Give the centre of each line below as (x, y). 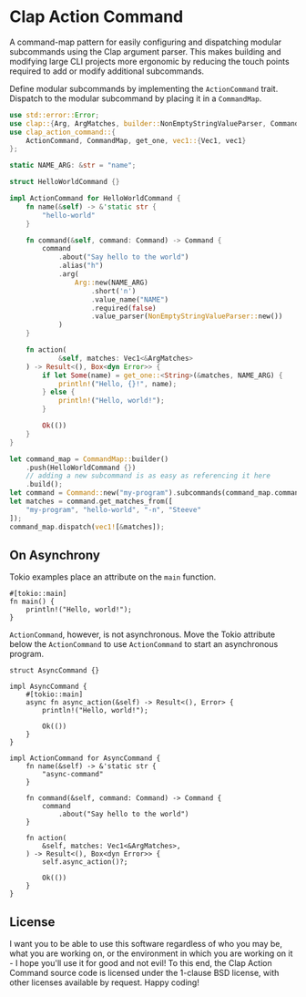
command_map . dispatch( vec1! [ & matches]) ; (87, 527)
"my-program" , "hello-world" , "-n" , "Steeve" (114, 509)
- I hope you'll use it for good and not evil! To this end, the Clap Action (141, 963)
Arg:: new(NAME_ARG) (111, 283)
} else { (59, 392)
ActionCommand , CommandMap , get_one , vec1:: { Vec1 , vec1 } (136, 140)
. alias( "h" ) (81, 266)
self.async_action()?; (85, 862)
